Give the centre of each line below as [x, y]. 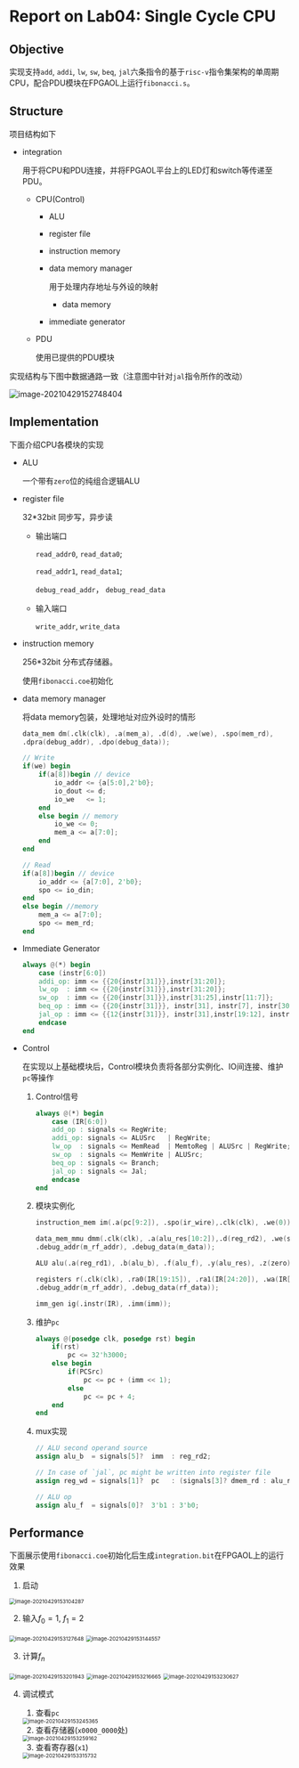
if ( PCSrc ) [85, 1372]
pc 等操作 [38, 1077]
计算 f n [33, 1657]
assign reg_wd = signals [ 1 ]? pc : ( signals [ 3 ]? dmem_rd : [151, 1480]
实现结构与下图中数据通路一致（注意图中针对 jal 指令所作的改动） [128, 376]
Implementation [54, 422]
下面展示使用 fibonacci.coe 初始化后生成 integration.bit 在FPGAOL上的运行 [147, 1555]
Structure [36, 112]
